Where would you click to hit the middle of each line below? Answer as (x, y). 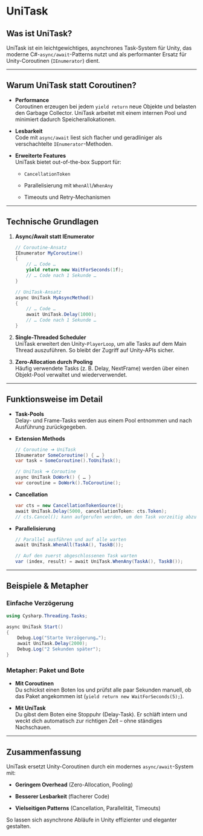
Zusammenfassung (44, 752)
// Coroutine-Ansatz (41, 247)
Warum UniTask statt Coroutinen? (72, 86)
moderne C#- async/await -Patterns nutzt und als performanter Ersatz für (97, 54)
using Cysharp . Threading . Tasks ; (47, 616)
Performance (32, 100)
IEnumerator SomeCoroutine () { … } (60, 455)
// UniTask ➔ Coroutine (46, 472)
